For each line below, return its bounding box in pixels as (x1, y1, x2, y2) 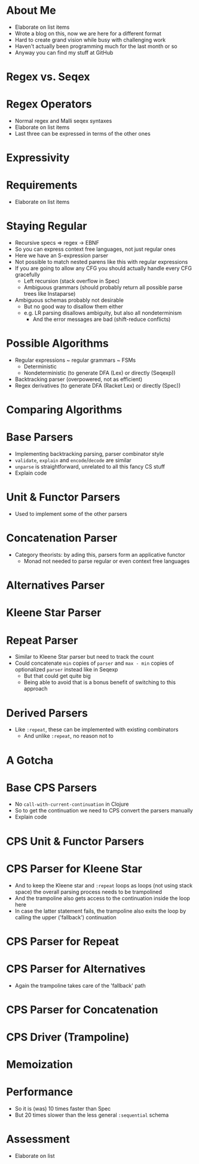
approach (23, 685, 48, 692)
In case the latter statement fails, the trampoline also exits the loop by (14, 907, 186, 914)
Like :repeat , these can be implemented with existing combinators (14, 726, 179, 733)
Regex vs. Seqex (6, 70, 91, 84)
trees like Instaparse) (23, 290, 76, 298)
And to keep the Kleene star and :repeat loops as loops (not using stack (14, 881, 193, 889)
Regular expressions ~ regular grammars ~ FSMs (14, 356, 136, 364)
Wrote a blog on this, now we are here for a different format (14, 29, 161, 37)
